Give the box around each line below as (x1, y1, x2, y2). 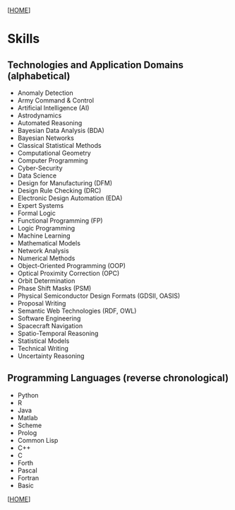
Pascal (17, 466, 37, 475)
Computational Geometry (17, 149, 92, 157)
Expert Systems (17, 202, 64, 209)
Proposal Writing (17, 299, 66, 307)
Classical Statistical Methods (17, 141, 102, 149)
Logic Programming (17, 224, 76, 232)
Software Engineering (17, 314, 81, 323)
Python (17, 390, 39, 399)
